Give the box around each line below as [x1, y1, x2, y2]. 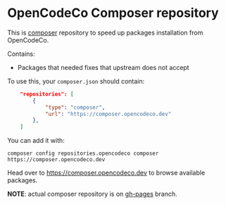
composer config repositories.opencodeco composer [7, 150, 159, 157]
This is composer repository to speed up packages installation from [7, 28, 203, 37]
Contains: [7, 49, 35, 58]
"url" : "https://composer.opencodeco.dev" [44, 110, 172, 117]
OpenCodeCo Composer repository [7, 5, 220, 21]
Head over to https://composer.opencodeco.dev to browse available [7, 168, 206, 177]
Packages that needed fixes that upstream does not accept [17, 63, 189, 71]
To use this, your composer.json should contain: [7, 76, 145, 86]
